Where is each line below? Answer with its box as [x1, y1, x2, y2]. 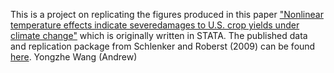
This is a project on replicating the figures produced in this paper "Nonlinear [10, 9, 324, 20]
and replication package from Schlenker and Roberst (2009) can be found [10, 40, 316, 52]
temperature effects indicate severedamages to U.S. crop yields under [10, 19, 300, 31]
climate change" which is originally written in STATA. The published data [10, 30, 308, 41]
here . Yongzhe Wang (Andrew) [10, 51, 138, 63]
